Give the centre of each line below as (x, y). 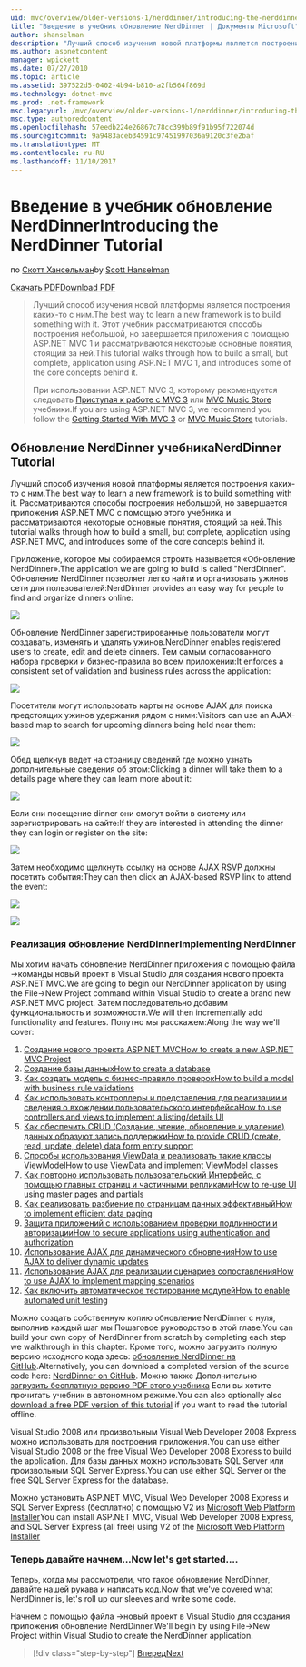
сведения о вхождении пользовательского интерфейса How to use (152, 1107)
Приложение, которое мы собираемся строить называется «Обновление (153, 559)
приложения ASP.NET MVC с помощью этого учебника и (121, 513)
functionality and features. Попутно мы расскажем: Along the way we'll (145, 1021)
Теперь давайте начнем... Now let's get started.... (124, 1560)
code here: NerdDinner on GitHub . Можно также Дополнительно (134, 1376)
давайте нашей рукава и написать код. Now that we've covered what (142, 1589)
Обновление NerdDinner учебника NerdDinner (146, 447)
